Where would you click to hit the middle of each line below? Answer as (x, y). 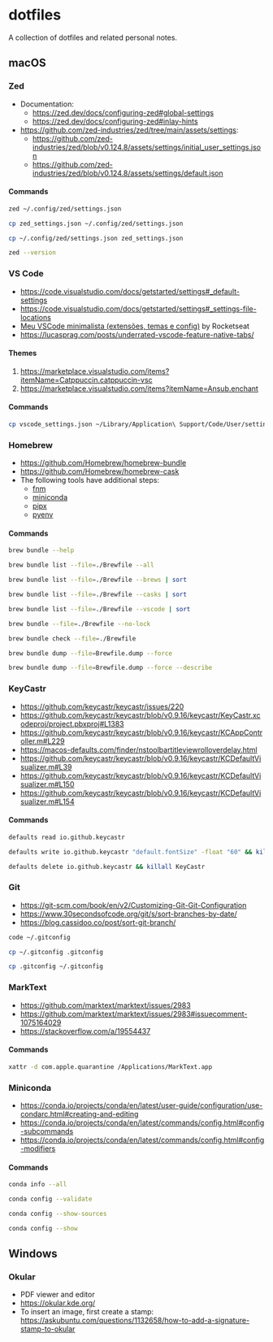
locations (35, 317)
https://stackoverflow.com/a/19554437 (85, 1031)
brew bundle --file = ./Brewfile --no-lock (80, 623)
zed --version (32, 253)
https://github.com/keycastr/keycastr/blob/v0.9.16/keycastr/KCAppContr (141, 732)
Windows (33, 1254)
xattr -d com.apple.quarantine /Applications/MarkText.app (110, 1066)
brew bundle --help (41, 550)
